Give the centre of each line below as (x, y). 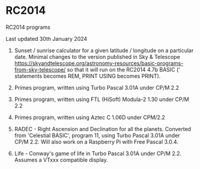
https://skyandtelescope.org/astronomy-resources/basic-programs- (99, 63)
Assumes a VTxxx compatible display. (61, 159)
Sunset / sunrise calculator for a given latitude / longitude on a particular (104, 50)
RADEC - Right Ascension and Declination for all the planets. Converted (103, 129)
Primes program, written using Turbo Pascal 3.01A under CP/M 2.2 (97, 87)
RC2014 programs (28, 27)
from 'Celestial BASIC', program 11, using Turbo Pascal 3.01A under (97, 135)
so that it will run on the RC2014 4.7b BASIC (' (124, 69)
